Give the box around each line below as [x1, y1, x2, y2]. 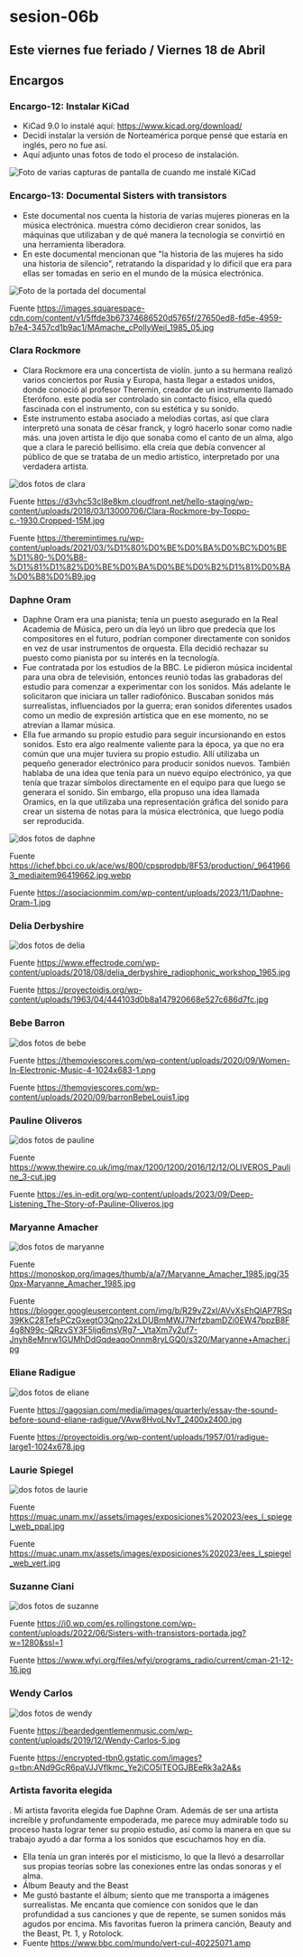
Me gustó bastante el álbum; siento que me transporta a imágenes [22, 1889, 270, 1900]
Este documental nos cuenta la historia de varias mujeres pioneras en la [22, 210, 290, 220]
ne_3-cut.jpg [9, 1172, 57, 1183]
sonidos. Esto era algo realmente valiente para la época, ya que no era [22, 739, 285, 750]
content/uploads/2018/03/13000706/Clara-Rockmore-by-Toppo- [9, 505, 251, 516]
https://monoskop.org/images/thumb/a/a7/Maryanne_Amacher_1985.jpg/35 [9, 1269, 289, 1279]
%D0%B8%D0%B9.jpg [9, 571, 96, 582]
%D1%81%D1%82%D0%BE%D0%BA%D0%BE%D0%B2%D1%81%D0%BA [9, 561, 291, 572]
